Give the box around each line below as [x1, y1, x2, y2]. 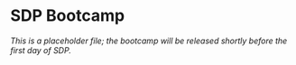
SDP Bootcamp [10, 5, 125, 26]
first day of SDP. [10, 44, 71, 55]
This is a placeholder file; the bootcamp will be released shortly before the [10, 35, 288, 46]
